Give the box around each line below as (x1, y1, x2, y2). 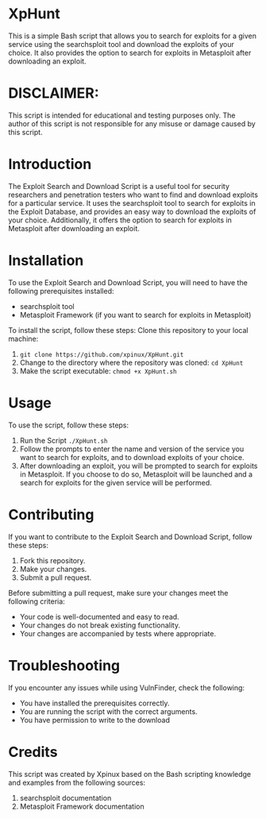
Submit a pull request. (19, 573, 92, 582)
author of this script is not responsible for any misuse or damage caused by (8, 118, 256, 128)
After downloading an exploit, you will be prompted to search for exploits (19, 461, 258, 470)
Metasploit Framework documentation (19, 802, 145, 811)
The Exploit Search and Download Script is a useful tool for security (8, 181, 230, 191)
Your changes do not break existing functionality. (19, 620, 181, 630)
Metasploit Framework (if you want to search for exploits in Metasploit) (19, 310, 252, 319)
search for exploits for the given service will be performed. (19, 477, 212, 487)
